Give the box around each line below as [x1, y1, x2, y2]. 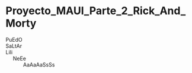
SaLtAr [5, 42, 22, 49]
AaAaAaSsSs [23, 61, 55, 68]
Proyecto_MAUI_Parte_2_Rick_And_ [5, 4, 186, 18]
